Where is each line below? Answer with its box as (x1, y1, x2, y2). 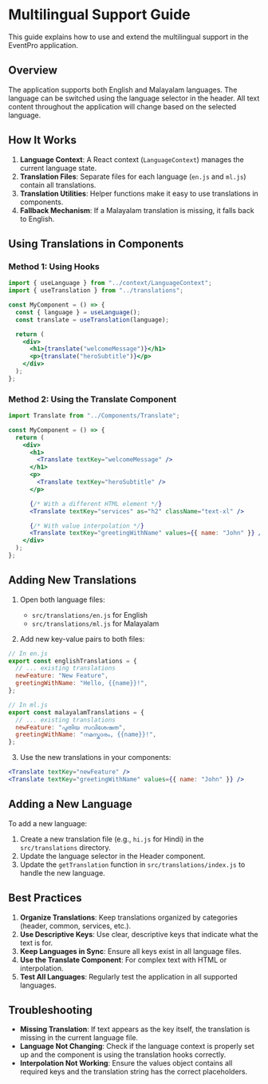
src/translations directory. (19, 842, 112, 852)
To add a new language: (8, 818, 88, 828)
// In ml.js (8, 701, 48, 709)
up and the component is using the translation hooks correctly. (19, 1050, 227, 1059)
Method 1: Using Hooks (8, 261, 100, 272)
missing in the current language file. (19, 1033, 138, 1042)
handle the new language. (19, 868, 105, 877)
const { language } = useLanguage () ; (15, 308, 141, 316)
